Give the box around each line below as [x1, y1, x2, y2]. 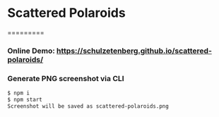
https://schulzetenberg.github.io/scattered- [56, 46, 212, 56]
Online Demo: [7, 46, 55, 56]
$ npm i [7, 90, 30, 97]
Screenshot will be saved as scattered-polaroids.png [7, 102, 170, 110]
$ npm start [7, 97, 42, 104]
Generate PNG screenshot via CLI [7, 73, 125, 83]
